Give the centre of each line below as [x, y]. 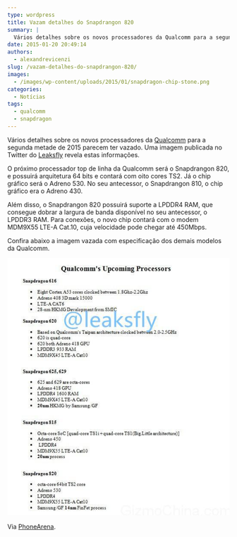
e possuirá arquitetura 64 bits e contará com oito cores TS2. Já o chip [109, 175]
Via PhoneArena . [32, 527]
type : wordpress [31, 15]
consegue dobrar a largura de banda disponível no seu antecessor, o [108, 212]
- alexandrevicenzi [42, 60]
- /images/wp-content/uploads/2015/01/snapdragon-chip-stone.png [112, 82]
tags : [15, 104]
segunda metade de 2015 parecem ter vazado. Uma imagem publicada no [115, 147]
